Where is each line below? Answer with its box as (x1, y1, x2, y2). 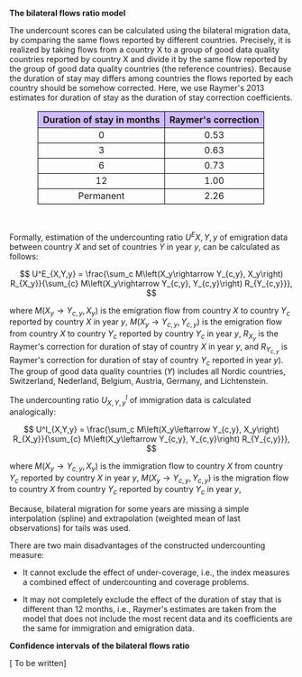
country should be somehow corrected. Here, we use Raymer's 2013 (9, 83, 265, 93)
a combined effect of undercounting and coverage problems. (22, 577, 250, 588)
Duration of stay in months (42, 114, 160, 125)
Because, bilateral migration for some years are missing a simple (9, 504, 250, 515)
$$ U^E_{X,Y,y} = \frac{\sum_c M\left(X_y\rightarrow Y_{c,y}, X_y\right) (19, 268, 284, 279)
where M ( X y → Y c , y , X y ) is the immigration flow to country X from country (9, 460, 284, 473)
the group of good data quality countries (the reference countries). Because (9, 63, 291, 74)
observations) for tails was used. (9, 523, 131, 534)
